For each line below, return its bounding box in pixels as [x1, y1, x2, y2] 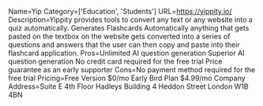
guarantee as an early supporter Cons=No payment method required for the [8, 65, 256, 74]
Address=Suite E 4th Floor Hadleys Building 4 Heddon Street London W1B [8, 82, 249, 91]
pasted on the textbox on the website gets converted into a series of [8, 31, 231, 41]
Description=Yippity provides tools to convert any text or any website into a [8, 15, 253, 24]
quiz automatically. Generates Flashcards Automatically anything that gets [8, 24, 250, 32]
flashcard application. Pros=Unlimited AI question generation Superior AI [8, 49, 245, 57]
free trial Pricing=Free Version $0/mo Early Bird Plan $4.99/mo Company [8, 74, 246, 82]
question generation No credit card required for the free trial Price [8, 57, 223, 66]
